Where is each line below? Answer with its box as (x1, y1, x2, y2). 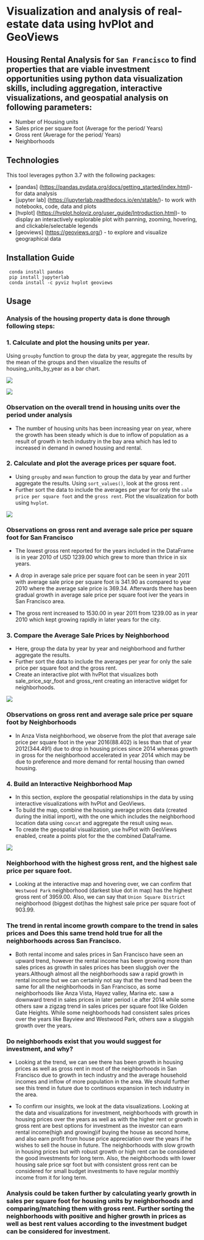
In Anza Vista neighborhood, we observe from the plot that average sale (15, 732, 196, 739)
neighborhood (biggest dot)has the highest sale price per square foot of (15, 900, 196, 907)
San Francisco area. (15, 598, 66, 605)
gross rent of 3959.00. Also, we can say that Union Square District (15, 893, 186, 901)
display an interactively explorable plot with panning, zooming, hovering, (15, 215, 197, 223)
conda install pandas (9, 269, 64, 275)
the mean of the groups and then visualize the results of (6, 358, 147, 366)
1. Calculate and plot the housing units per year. (6, 338, 150, 347)
